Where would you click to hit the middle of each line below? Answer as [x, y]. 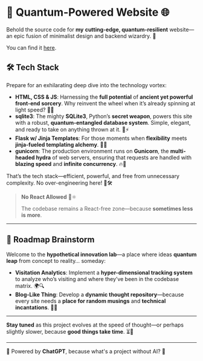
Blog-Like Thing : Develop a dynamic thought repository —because [99, 294]
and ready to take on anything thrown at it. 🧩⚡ [72, 129]
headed [25, 157]
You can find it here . [31, 47]
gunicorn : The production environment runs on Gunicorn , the [92, 151]
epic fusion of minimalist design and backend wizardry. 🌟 [85, 36]
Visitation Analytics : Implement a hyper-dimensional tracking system [104, 273]
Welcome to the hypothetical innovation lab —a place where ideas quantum [101, 254]
